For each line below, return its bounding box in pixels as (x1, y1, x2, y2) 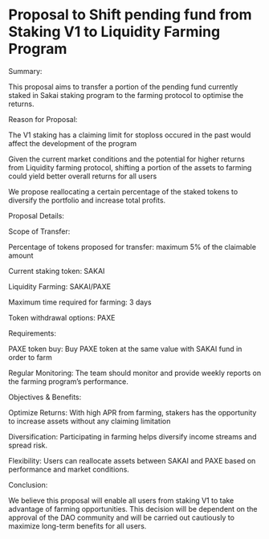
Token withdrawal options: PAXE (8, 312, 116, 322)
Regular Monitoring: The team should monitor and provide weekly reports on (8, 368, 262, 378)
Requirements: (8, 328, 56, 338)
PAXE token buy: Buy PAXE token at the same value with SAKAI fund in (8, 344, 243, 353)
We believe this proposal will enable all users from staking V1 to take (8, 496, 234, 505)
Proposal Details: (8, 210, 64, 220)
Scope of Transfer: (8, 227, 71, 236)
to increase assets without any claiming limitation (8, 416, 171, 426)
